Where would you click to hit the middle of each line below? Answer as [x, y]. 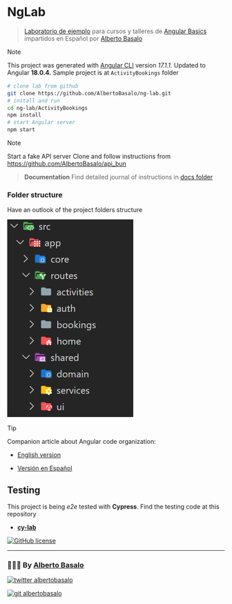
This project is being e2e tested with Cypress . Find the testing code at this [113, 507]
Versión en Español [45, 468]
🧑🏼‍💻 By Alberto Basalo [46, 565]
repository [22, 514]
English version [39, 455]
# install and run [33, 101]
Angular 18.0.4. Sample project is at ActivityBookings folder [93, 72]
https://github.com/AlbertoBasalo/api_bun [67, 164]
